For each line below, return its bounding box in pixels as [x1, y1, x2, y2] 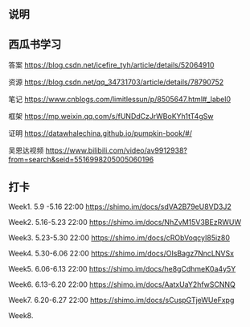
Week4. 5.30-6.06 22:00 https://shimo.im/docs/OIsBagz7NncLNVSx [8, 248, 235, 259]
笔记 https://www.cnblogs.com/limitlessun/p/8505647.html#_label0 [8, 95, 232, 104]
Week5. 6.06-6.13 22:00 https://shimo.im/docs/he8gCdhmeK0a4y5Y [8, 264, 236, 274]
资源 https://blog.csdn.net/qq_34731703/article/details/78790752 [8, 77, 224, 87]
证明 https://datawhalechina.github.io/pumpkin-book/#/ [8, 129, 193, 138]
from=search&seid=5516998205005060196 [8, 155, 154, 165]
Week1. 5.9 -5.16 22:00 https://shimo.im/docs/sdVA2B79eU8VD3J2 [8, 202, 232, 211]
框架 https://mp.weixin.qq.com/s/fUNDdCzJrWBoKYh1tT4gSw [8, 112, 214, 121]
